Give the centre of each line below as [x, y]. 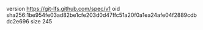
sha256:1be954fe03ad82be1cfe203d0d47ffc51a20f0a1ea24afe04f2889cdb [102, 15]
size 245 [41, 21]
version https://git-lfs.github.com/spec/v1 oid [63, 9]
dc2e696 [18, 21]
